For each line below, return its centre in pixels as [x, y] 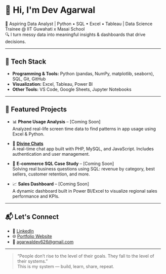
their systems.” [32, 261]
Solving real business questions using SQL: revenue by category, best [83, 169]
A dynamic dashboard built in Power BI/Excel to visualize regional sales [85, 191]
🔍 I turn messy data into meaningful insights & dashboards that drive [75, 34]
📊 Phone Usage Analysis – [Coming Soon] [56, 121]
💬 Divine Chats [28, 143]
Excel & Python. [28, 134]
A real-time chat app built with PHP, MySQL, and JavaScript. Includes [83, 149]
